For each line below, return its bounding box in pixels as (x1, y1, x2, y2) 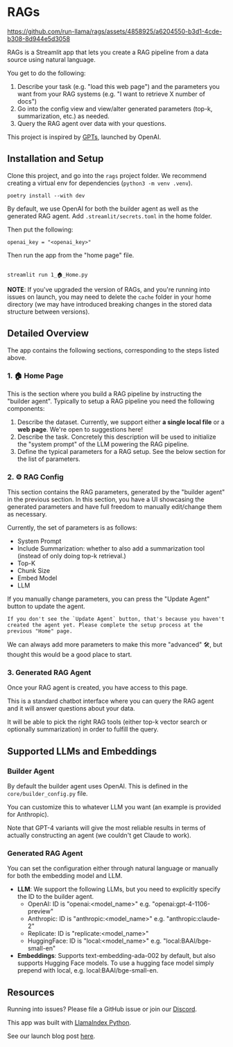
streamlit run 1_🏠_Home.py (7, 271, 88, 278)
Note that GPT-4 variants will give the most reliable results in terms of (7, 824, 206, 832)
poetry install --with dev (7, 192, 85, 199)
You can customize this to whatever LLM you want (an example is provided (7, 803, 221, 811)
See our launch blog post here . (7, 1032, 96, 1040)
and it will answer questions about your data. (7, 704, 135, 713)
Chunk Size (17, 567, 51, 575)
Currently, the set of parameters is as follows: (7, 523, 137, 532)
